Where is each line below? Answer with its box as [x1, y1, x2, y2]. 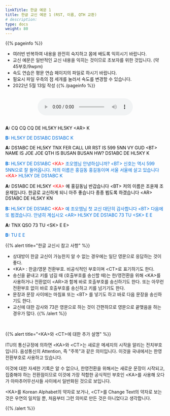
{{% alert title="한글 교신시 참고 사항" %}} [5, 242, 90, 249]
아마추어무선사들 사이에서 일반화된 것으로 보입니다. [10, 378, 111, 384]
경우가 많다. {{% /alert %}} [12, 310, 67, 316]
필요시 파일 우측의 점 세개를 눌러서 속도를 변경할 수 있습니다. [12, 76, 132, 82]
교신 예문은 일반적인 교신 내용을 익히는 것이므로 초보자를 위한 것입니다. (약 [12, 57, 159, 63]
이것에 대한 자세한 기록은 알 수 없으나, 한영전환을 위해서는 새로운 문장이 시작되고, [5, 365, 165, 371]
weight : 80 [5, 26, 28, 31]
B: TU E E [5, 232, 25, 238]
